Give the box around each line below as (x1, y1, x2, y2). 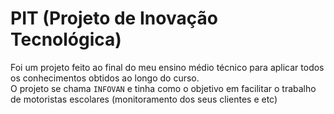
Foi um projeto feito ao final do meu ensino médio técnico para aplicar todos (10, 61, 325, 73)
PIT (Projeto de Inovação (10, 7, 218, 30)
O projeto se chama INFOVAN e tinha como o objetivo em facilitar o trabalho (10, 82, 317, 94)
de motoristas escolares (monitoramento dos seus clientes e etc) (10, 93, 278, 105)
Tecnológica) (10, 28, 122, 51)
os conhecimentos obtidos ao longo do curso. (10, 72, 200, 84)
